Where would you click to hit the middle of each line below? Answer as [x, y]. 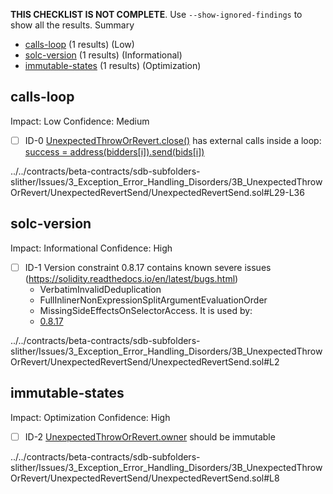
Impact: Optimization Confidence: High [90, 417]
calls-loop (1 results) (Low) [79, 44]
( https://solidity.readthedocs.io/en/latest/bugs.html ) [131, 278]
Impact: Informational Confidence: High [91, 248]
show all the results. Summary [72, 25]
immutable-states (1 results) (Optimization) [113, 65]
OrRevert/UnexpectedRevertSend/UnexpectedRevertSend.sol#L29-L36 [157, 192]
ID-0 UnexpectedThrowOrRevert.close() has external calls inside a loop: [173, 140]
